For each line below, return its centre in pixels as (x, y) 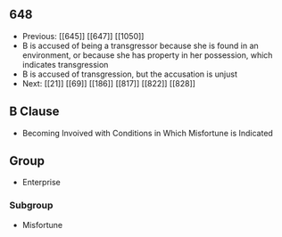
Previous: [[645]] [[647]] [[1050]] (83, 36)
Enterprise (41, 183)
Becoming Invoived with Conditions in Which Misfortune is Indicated (148, 133)
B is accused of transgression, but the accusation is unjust (130, 74)
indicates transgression (65, 64)
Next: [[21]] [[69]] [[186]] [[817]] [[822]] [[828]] (109, 83)
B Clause (34, 112)
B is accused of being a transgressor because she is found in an (140, 45)
